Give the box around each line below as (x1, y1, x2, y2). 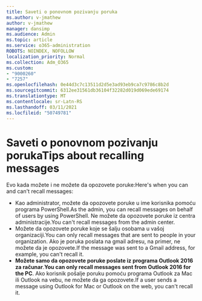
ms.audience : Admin (6, 31, 56, 37)
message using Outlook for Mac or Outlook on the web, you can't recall (15, 283, 194, 290)
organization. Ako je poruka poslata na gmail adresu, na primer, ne (15, 238, 180, 245)
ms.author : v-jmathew (6, 14, 61, 21)
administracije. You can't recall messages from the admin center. (15, 218, 175, 226)
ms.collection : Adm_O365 (6, 59, 69, 65)
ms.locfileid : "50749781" (6, 110, 71, 116)
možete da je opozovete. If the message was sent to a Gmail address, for (15, 244, 195, 252)
